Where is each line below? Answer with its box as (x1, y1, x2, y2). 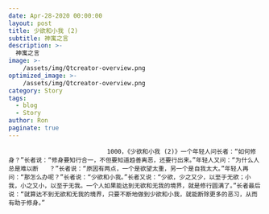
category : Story (8, 86, 63, 95)
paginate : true (8, 124, 60, 132)
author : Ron (8, 117, 48, 125)
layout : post (8, 19, 52, 27)
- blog (15, 101, 38, 109)
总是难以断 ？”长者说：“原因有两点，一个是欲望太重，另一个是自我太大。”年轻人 (8, 164, 243, 173)
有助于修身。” (8, 199, 46, 207)
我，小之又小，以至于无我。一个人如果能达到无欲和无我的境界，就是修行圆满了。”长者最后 (8, 182, 261, 190)
